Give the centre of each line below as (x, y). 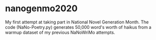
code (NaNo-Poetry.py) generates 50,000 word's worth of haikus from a (78, 27)
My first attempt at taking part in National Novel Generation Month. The (77, 22)
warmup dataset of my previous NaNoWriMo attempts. (60, 32)
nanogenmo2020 (41, 9)
